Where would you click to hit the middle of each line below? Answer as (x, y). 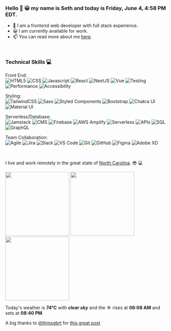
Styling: (13, 96)
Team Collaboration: (27, 137)
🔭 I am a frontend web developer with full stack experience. (75, 26)
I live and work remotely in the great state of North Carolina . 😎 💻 (74, 163)
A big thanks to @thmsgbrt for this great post (53, 323)
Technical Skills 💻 (29, 62)
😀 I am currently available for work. (50, 31)
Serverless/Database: (28, 116)
